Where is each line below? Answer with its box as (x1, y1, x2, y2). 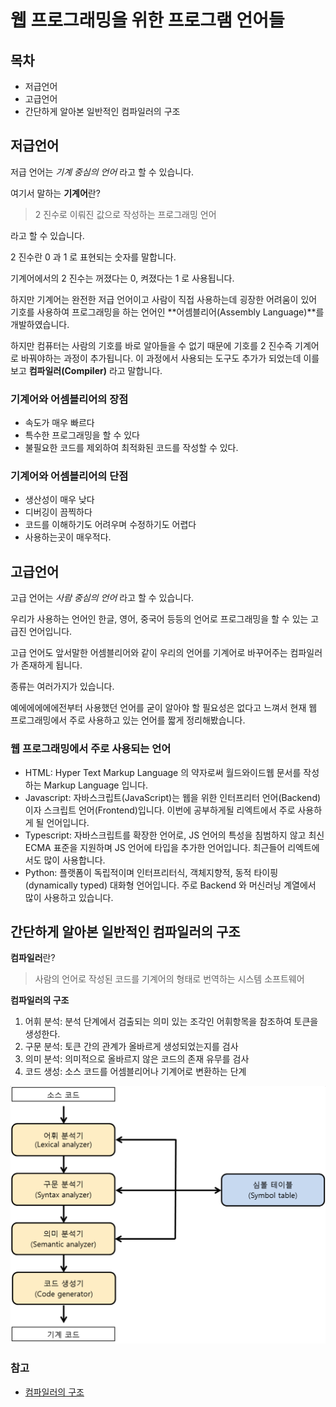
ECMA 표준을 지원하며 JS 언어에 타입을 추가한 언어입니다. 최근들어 (24, 841, 286, 853)
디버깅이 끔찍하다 (24, 506, 93, 518)
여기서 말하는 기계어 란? (10, 187, 101, 199)
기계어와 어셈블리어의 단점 (10, 469, 129, 483)
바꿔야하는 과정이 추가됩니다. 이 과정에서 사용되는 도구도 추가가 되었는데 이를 (20, 352, 320, 364)
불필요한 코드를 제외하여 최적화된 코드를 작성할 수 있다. (24, 442, 239, 454)
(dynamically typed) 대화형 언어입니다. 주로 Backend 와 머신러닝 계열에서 (24, 879, 317, 891)
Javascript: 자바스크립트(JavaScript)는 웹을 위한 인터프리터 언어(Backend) (24, 791, 322, 803)
